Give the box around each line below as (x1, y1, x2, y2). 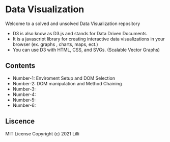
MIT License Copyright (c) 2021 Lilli (5, 130, 80, 136)
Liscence (5, 117, 35, 126)
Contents (5, 61, 36, 70)
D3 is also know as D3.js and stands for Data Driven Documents (12, 30, 147, 36)
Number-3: (12, 86, 36, 92)
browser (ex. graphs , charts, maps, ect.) (12, 41, 98, 47)
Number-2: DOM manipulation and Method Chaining (12, 80, 122, 86)
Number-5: (12, 97, 36, 103)
